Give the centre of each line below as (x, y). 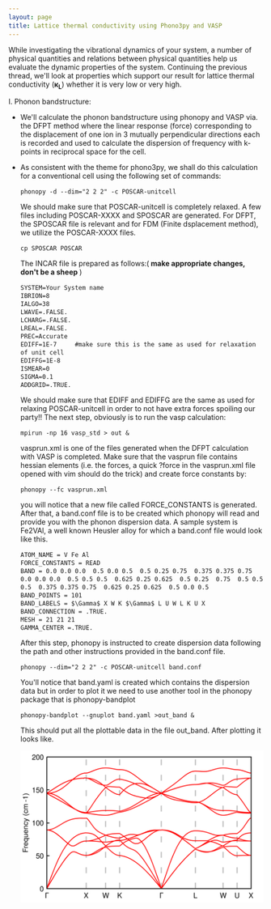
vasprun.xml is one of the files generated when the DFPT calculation (134, 448)
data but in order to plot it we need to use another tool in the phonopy (136, 691)
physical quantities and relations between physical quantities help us (123, 58)
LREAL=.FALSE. (44, 329)
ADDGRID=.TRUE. (46, 385)
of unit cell (42, 353)
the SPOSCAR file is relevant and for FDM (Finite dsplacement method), (139, 224)
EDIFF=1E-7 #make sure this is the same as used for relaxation (138, 345)
